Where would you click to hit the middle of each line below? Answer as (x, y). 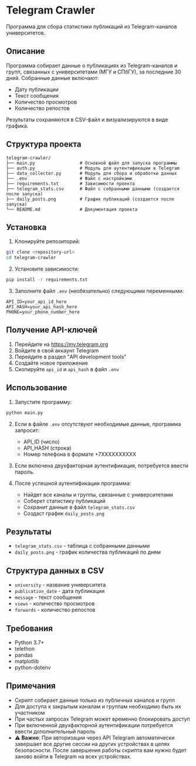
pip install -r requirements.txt (47, 280)
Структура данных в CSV (55, 570)
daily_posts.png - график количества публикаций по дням (88, 552)
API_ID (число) (41, 441)
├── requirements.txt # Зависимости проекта (70, 184)
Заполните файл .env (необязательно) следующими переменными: (99, 291)
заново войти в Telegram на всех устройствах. (73, 756)
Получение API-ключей (52, 330)
